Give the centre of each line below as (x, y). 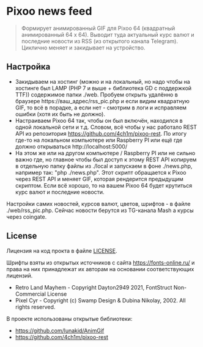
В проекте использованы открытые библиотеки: (69, 318)
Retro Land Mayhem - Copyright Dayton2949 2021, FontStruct (94, 287)
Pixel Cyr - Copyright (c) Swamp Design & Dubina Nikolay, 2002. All (100, 300)
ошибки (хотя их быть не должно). (60, 114)
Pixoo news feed (49, 11)
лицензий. (20, 276)
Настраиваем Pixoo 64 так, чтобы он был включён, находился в (99, 120)
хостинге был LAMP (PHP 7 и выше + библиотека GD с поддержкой (103, 88)
